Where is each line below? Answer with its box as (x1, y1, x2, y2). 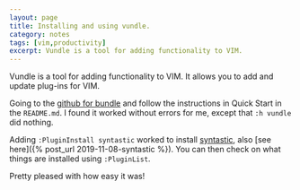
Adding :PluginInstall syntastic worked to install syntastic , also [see (9, 134, 272, 145)
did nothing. (9, 117, 54, 128)
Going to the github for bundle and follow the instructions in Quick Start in (9, 98, 282, 108)
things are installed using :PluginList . (9, 153, 151, 164)
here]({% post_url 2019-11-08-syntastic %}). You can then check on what (9, 144, 281, 155)
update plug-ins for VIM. (9, 81, 101, 91)
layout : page (9, 13, 58, 22)
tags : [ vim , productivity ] (9, 38, 106, 47)
